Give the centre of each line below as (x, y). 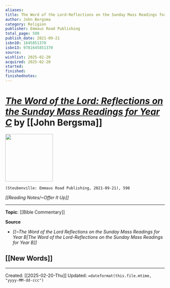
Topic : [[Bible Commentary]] (35, 212)
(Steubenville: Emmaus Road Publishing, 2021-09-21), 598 (68, 188)
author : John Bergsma (28, 19)
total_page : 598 (22, 33)
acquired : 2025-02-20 (28, 62)
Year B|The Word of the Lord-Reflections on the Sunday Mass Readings (88, 237)
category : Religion (26, 24)
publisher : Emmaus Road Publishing (43, 29)
